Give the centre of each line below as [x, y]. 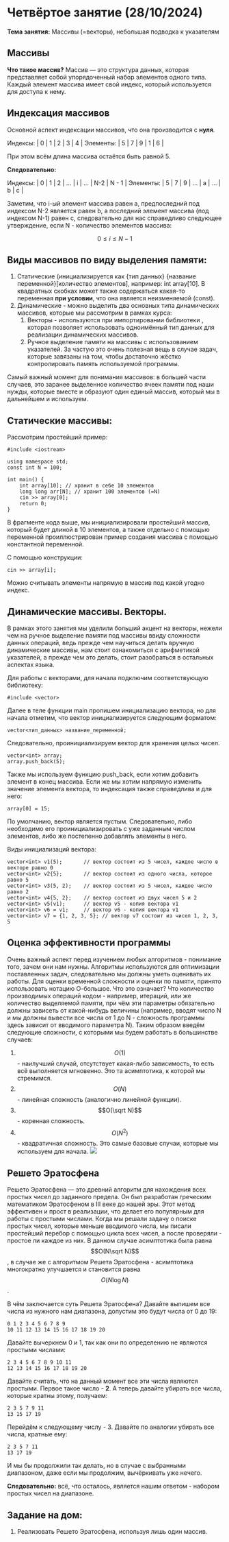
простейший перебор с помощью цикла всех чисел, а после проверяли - [114, 1233]
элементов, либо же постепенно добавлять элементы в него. [97, 836]
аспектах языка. [31, 664]
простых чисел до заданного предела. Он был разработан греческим [109, 1197]
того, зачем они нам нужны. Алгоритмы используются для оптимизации [113, 966]
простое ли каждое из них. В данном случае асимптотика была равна [110, 1241]
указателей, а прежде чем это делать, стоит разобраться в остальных [110, 657]
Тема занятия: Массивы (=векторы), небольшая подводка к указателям [113, 32]
